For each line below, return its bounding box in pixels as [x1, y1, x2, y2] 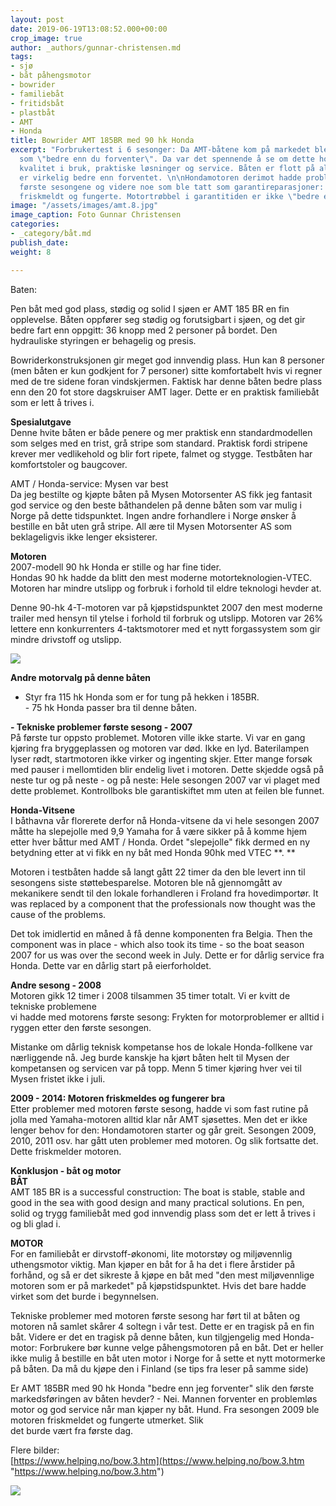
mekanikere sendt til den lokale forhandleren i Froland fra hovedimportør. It [10, 887, 319, 899]
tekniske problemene [10, 1000, 97, 1012]
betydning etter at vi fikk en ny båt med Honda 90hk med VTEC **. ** [10, 846, 296, 858]
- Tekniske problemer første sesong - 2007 [10, 721, 193, 733]
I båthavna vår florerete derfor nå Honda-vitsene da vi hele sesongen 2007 [10, 814, 320, 826]
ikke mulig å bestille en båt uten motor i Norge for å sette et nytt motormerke [10, 1352, 326, 1364]
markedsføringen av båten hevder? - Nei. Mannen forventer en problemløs [10, 1392, 318, 1405]
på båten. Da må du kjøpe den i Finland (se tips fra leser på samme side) [10, 1362, 309, 1375]
